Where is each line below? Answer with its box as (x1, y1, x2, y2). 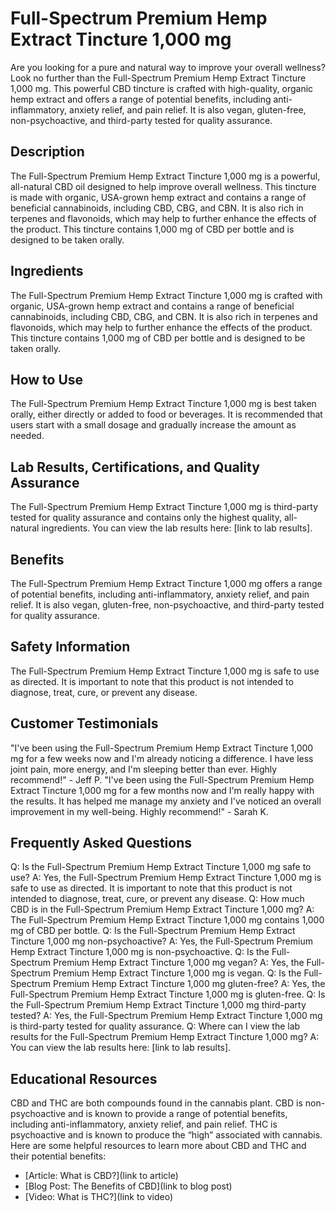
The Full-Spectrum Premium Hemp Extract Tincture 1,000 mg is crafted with (10, 289, 323, 301)
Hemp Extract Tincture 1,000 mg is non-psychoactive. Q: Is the (10, 946, 270, 958)
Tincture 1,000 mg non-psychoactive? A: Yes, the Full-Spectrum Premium (10, 935, 313, 947)
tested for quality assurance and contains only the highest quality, (10, 512, 282, 524)
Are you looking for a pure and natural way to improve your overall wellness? (10, 61, 326, 73)
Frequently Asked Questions (10, 835, 193, 852)
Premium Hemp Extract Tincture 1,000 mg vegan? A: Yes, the (53, 957, 305, 969)
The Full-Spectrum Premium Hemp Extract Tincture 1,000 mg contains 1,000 (10, 914, 325, 926)
